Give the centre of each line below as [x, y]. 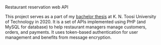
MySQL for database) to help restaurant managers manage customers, [76, 27]
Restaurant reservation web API [37, 7]
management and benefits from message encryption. [58, 37]
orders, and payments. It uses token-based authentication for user [72, 32]
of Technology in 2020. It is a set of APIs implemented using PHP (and [75, 22]
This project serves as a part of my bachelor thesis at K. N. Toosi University [81, 16]
